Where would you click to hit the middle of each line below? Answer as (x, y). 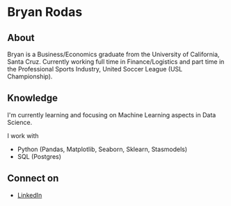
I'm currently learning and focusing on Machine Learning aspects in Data (112, 114)
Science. (20, 122)
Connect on (33, 179)
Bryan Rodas (45, 12)
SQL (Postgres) (39, 156)
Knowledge (32, 98)
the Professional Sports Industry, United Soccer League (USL (95, 69)
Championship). (30, 76)
